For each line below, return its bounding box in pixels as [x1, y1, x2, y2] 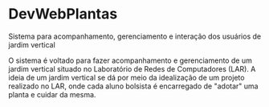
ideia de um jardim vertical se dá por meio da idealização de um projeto [8, 72, 245, 82]
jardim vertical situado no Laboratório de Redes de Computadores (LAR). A [8, 64, 256, 73]
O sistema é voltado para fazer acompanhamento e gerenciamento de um [8, 56, 253, 65]
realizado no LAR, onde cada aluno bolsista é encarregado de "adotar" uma [8, 81, 259, 91]
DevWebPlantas [8, 5, 118, 23]
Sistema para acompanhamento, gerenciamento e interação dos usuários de [8, 31, 262, 41]
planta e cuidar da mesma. [8, 89, 96, 99]
